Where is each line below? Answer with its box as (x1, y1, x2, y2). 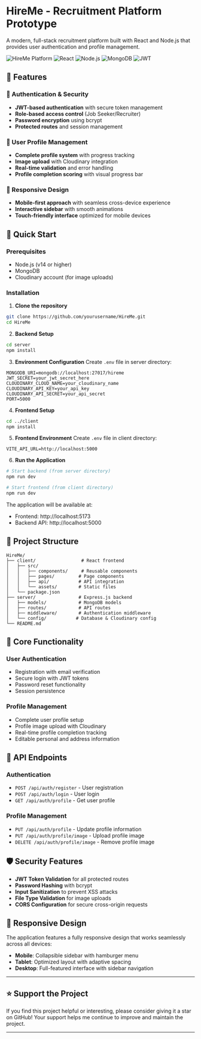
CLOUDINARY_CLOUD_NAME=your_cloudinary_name (6, 380, 119, 386)
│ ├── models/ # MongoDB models (6, 600, 121, 606)
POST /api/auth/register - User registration (14, 784, 124, 791)
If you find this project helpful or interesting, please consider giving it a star (6, 1007, 191, 1014)
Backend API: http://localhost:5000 (14, 519, 102, 526)
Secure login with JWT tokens (14, 674, 89, 682)
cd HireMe (6, 320, 31, 326)
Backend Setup (14, 330, 54, 337)
